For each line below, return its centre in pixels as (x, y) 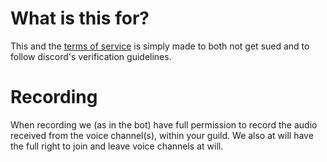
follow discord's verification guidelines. (91, 56)
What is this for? (80, 18)
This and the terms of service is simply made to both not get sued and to (160, 46)
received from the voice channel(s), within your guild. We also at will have (162, 135)
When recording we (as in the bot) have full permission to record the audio (164, 124)
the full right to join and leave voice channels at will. (117, 146)
